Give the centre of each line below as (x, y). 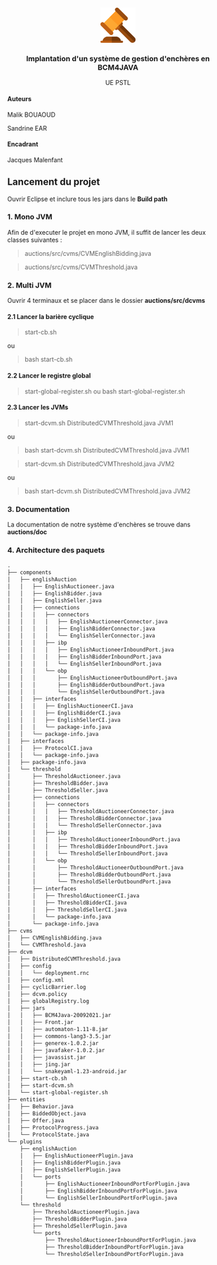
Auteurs (19, 98)
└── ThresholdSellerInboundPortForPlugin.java (114, 1254)
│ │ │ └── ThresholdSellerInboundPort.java (88, 854)
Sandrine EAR (27, 128)
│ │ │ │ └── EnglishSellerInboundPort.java (84, 664)
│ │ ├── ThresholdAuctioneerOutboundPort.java (96, 868)
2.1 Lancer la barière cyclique (51, 316)
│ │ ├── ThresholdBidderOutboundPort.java (89, 875)
